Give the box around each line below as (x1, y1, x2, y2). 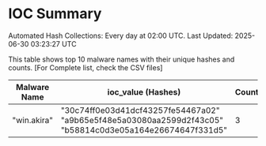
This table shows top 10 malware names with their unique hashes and (8, 54, 235, 64)
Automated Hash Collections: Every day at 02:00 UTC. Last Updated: (8, 31, 234, 40)
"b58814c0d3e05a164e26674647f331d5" (60, 124, 228, 135)
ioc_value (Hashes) (107, 86, 181, 97)
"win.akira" (12, 114, 54, 125)
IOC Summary (8, 5, 102, 23)
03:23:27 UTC (30, 39, 77, 48)
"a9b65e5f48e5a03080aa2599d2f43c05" (60, 114, 224, 125)
